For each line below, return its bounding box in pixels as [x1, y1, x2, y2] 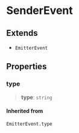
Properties [6, 61, 47, 72]
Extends [6, 28, 38, 38]
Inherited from [6, 107, 43, 115]
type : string [21, 94, 52, 101]
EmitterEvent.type [6, 121, 52, 127]
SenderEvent [6, 4, 74, 18]
